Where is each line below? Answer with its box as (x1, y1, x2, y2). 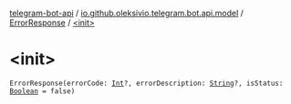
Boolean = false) (9, 86, 76, 96)
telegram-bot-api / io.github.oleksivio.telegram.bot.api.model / (9, 8, 244, 18)
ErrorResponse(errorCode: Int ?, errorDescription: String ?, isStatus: (9, 79, 284, 88)
